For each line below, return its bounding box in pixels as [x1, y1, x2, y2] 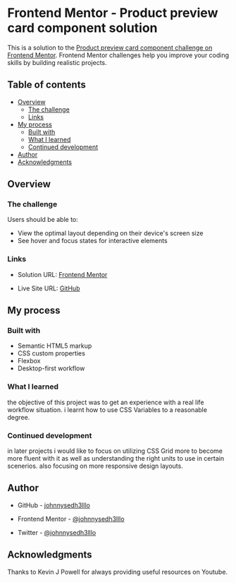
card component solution [7, 20, 158, 36]
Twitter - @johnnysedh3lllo [17, 528, 97, 536]
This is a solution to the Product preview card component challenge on [7, 43, 213, 52]
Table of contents [7, 79, 86, 91]
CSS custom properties [17, 349, 86, 358]
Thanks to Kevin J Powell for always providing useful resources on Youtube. [7, 567, 228, 576]
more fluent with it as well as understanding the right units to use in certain [7, 454, 224, 463]
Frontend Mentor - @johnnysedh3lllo [17, 514, 125, 523]
